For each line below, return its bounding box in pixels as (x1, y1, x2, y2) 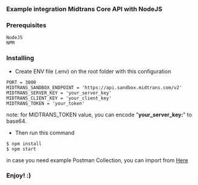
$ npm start (6, 146, 36, 152)
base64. (6, 117, 27, 125)
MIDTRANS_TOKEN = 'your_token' (6, 100, 85, 107)
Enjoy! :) (6, 171, 31, 180)
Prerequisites (6, 20, 46, 29)
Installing (6, 54, 34, 62)
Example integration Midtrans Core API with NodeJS (6, 5, 163, 13)
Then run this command (14, 129, 75, 136)
